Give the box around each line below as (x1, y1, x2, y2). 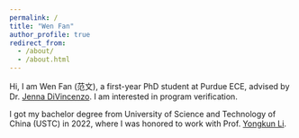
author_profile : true (9, 30, 91, 39)
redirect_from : (9, 38, 67, 48)
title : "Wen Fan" (9, 22, 75, 31)
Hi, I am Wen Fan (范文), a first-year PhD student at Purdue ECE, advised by (9, 81, 290, 91)
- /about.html (17, 55, 70, 64)
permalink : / (9, 13, 59, 23)
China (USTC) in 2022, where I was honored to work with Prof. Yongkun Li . (9, 118, 286, 129)
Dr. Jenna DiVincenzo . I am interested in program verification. (9, 91, 239, 102)
